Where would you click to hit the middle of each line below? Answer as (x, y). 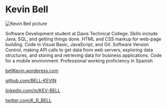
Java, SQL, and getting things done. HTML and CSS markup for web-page (83, 39)
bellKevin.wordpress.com (32, 71)
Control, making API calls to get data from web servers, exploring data (79, 50)
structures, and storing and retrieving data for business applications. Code (83, 55)
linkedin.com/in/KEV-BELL (33, 90)
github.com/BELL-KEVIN (31, 80)
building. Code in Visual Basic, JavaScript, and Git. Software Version (77, 44)
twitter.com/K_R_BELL (29, 100)
